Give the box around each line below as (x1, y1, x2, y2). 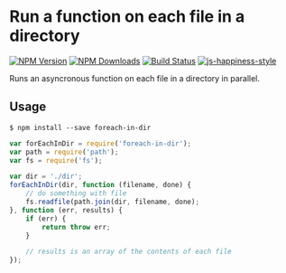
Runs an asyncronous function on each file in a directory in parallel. (9, 72, 260, 83)
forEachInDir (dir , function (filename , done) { (9, 181, 192, 190)
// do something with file (25, 189, 127, 198)
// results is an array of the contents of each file (25, 247, 232, 257)
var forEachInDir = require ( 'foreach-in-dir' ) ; (9, 138, 192, 148)
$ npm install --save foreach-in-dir (9, 123, 152, 132)
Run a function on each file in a (9, 6, 245, 27)
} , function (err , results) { (9, 205, 124, 214)
